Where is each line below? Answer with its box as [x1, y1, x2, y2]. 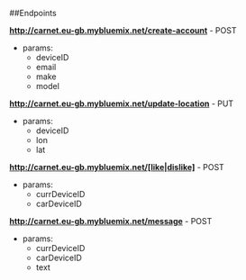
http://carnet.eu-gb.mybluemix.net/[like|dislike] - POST [9, 162, 225, 172]
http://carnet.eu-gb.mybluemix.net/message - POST [9, 216, 213, 226]
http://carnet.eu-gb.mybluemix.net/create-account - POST [9, 25, 237, 35]
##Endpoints [9, 8, 57, 18]
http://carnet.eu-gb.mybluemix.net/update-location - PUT [9, 98, 234, 109]
